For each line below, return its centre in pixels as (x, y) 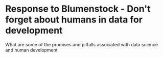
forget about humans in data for (74, 20)
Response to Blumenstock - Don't (78, 9)
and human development (31, 50)
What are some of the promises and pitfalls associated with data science (82, 44)
